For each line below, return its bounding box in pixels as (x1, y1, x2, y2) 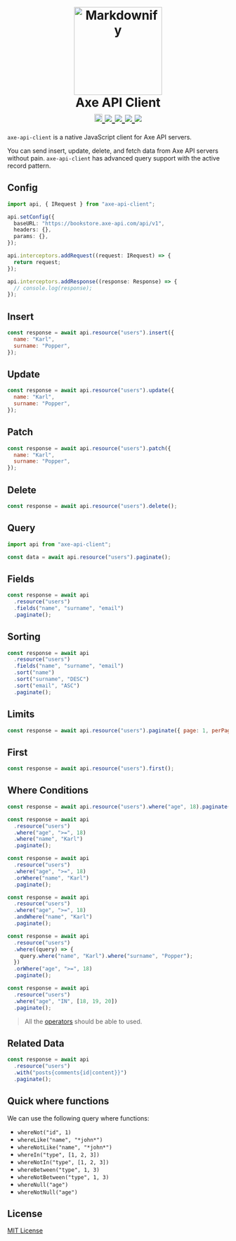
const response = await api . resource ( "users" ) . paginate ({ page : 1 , (7, 727, 209, 734)
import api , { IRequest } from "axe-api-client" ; (7, 200, 156, 208)
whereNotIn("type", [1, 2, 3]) (17, 1159, 110, 1166)
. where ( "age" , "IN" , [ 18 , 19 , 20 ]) (13, 997, 118, 1005)
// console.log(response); (13, 285, 93, 292)
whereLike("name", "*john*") (17, 1136, 103, 1143)
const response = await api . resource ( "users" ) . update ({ (7, 387, 174, 394)
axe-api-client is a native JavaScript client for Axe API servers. (7, 132, 192, 141)
